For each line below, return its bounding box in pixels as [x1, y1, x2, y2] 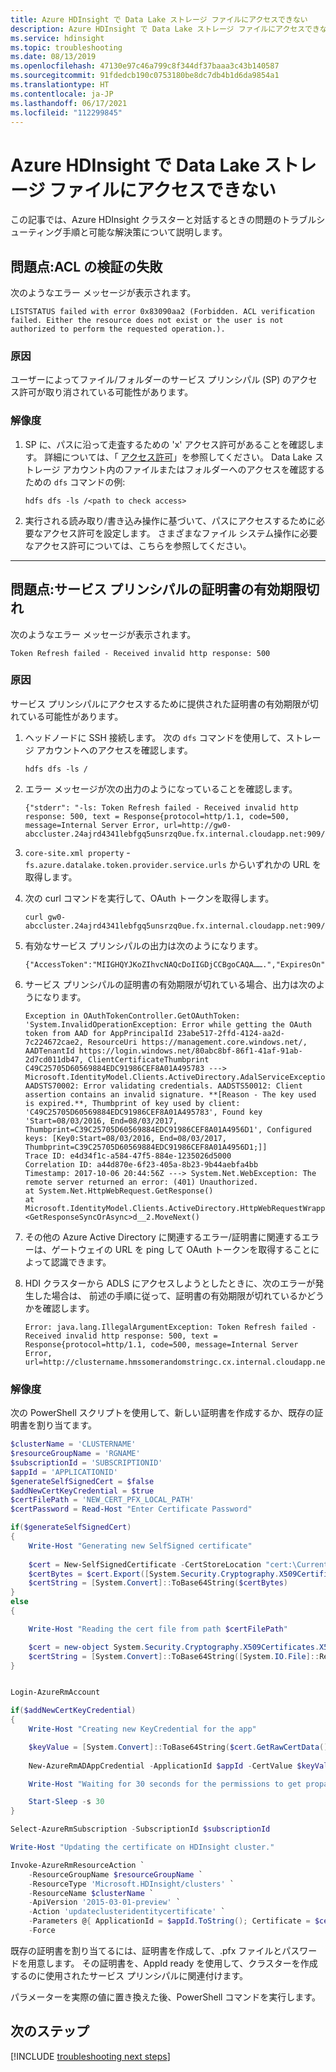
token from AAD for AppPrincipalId [24, 1028, 174, 1038]
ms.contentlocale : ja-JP [10, 89, 114, 99]
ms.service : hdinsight [10, 33, 105, 43]
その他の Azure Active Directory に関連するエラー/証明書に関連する [24, 1231, 302, 1243]
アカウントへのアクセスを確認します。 [36, 744, 193, 756]
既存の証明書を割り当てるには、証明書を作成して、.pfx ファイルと [10, 1944, 283, 1956]
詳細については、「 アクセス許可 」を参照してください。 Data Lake [44, 451, 313, 463]
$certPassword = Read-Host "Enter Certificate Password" [10, 1504, 253, 1515]
